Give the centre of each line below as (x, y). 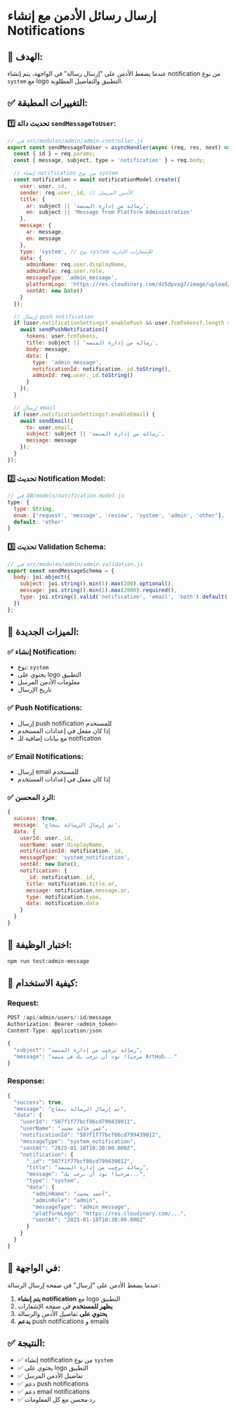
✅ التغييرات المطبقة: (48, 103)
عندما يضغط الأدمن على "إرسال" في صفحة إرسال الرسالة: (84, 1285)
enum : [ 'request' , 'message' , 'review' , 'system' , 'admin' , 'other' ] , (119, 515)
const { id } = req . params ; (55, 154)
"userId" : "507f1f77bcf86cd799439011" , (78, 1122)
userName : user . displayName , (63, 845)
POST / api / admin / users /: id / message (59, 1018)
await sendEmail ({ (47, 421)
